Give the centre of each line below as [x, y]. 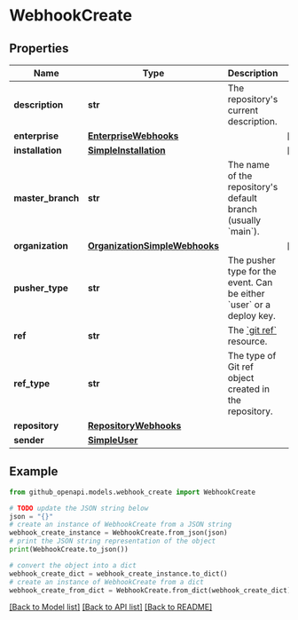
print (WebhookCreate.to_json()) [69, 550]
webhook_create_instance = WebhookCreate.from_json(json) [118, 533]
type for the [252, 271]
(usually [244, 220]
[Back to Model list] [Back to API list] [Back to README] [111, 607]
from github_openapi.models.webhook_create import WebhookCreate [132, 492]
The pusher [252, 260]
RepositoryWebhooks [134, 425]
